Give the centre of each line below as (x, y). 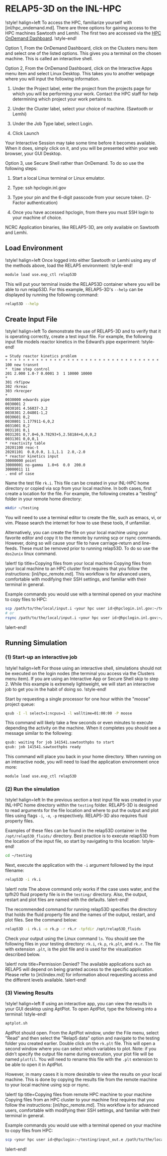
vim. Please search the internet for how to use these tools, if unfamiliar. (78, 523)
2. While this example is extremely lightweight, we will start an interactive (80, 684)
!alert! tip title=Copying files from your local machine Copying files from (78, 564)
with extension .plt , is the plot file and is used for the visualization (73, 949)
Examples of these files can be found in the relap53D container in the (76, 831)
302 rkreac (16, 387)
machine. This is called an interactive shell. (49, 58)
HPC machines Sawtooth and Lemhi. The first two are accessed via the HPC (83, 33)
